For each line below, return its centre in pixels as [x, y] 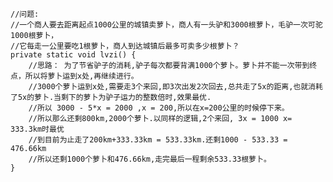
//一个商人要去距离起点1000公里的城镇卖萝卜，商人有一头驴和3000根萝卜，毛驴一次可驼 [166, 25]
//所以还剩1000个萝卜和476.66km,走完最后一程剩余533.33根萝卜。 [150, 159]
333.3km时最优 [37, 129]
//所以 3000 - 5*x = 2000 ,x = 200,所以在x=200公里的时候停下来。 [159, 108]
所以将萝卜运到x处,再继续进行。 [81, 76]
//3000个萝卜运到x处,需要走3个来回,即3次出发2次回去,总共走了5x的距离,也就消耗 [175, 87]
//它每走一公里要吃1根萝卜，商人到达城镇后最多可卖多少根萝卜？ [125, 46]
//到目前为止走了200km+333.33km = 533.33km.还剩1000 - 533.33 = [158, 140]
